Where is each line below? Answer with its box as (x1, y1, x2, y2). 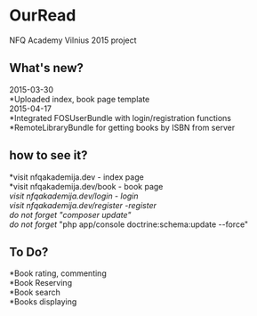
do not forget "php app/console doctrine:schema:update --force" (9, 219, 249, 230)
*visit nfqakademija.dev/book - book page (9, 181, 164, 191)
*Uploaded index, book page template (9, 93, 150, 104)
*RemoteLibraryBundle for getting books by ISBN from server (9, 122, 236, 133)
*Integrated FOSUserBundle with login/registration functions (9, 112, 232, 123)
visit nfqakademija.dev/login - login (9, 190, 140, 201)
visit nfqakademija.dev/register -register (9, 199, 157, 210)
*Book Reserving (9, 278, 73, 288)
